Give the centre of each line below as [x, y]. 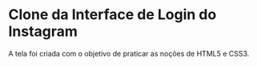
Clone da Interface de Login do [112, 15]
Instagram [43, 31]
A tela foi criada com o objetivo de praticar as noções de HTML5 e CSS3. [129, 53]
